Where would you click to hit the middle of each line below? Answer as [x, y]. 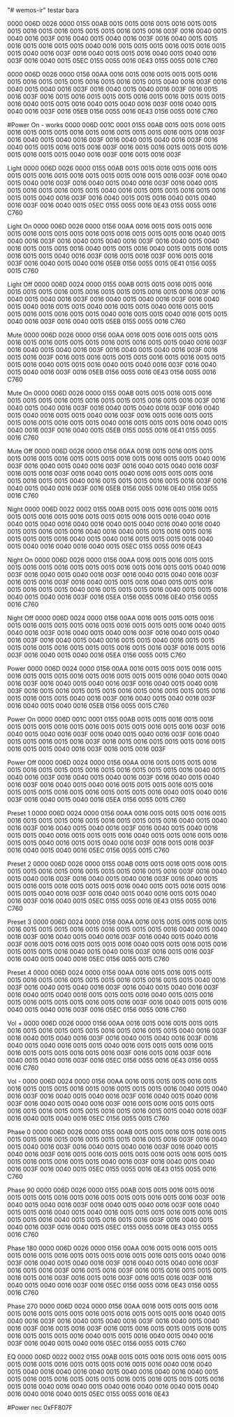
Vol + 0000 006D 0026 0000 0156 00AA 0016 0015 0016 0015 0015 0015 [113, 1023]
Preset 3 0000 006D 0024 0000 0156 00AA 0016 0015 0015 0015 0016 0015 [117, 922]
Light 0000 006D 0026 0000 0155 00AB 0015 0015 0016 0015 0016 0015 [112, 168]
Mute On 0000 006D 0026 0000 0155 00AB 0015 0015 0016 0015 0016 [110, 393]
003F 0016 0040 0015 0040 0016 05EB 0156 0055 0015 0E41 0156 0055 [112, 263]
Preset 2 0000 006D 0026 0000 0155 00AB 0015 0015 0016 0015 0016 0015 [117, 864]
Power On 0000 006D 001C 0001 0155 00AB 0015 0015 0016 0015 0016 [111, 719]
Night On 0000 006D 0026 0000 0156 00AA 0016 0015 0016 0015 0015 [110, 560]
